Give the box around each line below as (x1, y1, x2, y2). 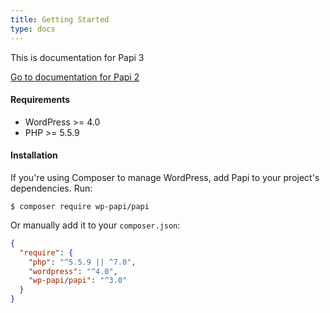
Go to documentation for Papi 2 (10, 71, 140, 83)
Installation (10, 149, 58, 161)
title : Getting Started (10, 14, 110, 25)
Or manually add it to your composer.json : (10, 219, 181, 231)
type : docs (10, 24, 56, 34)
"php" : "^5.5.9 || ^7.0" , (28, 257, 137, 267)
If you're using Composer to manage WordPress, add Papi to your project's (10, 171, 320, 183)
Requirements (10, 94, 71, 106)
